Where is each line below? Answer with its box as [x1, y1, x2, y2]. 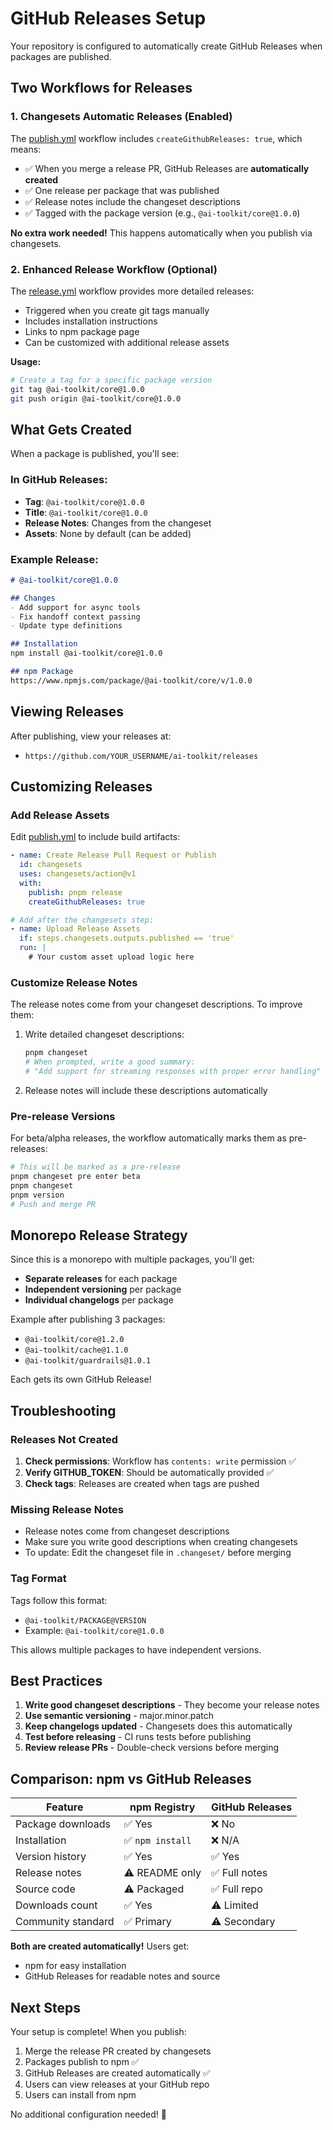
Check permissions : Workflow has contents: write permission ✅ [24, 1455, 297, 1467]
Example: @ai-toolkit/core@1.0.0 [24, 1624, 165, 1636]
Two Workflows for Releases [10, 80, 193, 97]
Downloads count [15, 1898, 98, 1912]
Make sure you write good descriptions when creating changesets [24, 1536, 298, 1548]
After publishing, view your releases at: [10, 730, 172, 742]
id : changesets [19, 860, 83, 870]
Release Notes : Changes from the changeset [24, 517, 212, 529]
